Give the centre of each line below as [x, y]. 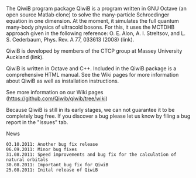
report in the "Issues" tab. [37, 122]
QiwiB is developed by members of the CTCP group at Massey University [94, 51]
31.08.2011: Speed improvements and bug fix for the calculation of [91, 155]
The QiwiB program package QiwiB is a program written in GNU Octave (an [97, 8]
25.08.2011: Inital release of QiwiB [52, 170]
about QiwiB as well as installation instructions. [63, 81]
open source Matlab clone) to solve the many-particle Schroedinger [88, 15]
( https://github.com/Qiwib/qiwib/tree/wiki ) [57, 98]
